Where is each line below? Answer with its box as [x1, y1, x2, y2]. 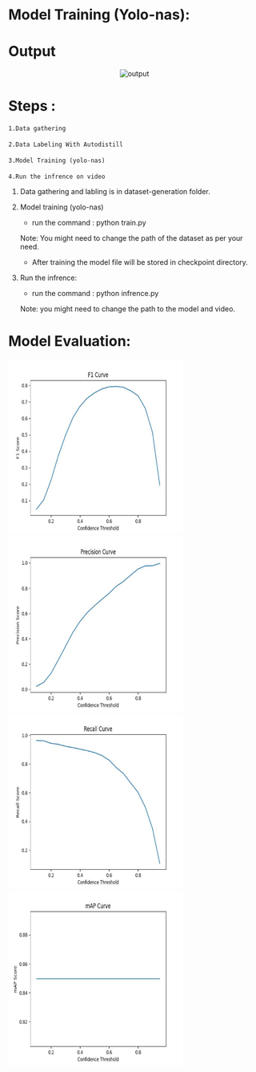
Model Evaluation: [8, 332, 131, 351]
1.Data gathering [8, 124, 66, 133]
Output [8, 43, 56, 61]
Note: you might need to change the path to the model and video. [19, 304, 236, 314]
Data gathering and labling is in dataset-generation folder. [19, 187, 210, 197]
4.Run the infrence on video [8, 173, 106, 181]
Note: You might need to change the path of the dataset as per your [19, 233, 243, 243]
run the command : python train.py [31, 218, 146, 228]
